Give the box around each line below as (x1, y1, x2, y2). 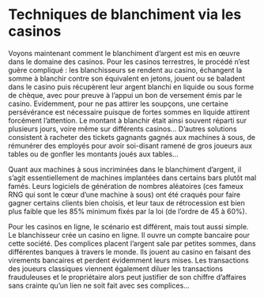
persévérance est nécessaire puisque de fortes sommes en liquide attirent (8, 107, 251, 116)
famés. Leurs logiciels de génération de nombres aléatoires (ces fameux (8, 181, 243, 190)
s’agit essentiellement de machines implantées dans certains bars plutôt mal (8, 172, 257, 183)
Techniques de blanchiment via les (8, 6, 242, 24)
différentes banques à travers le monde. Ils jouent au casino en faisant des (8, 247, 251, 256)
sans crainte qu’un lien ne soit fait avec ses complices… (8, 281, 190, 290)
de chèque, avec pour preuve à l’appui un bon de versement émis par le (8, 90, 243, 100)
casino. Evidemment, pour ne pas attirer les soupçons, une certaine (8, 99, 229, 108)
